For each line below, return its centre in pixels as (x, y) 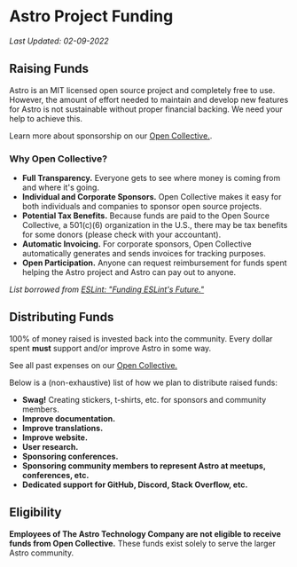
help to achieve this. (46, 118)
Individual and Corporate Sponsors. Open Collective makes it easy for (152, 197)
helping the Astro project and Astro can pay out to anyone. (129, 272)
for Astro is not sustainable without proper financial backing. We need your (146, 109)
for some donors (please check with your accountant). (121, 235)
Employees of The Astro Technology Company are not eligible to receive (145, 533)
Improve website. (55, 437)
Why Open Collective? (59, 159)
